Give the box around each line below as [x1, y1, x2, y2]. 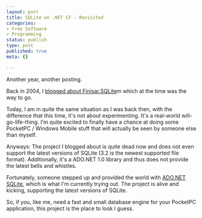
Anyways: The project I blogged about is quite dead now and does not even [6, 143, 194, 150]
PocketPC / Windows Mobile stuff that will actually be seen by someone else [6, 124, 197, 132]
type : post [6, 43, 34, 49]
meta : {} [6, 54, 28, 60]
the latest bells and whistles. [6, 162, 77, 169]
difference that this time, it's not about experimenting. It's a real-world [6, 112, 181, 119]
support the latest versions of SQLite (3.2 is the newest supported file [6, 149, 179, 156]
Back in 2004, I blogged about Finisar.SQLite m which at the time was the [6, 87, 187, 94]
